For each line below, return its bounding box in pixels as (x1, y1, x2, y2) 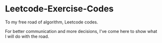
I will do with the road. (5, 33, 49, 39)
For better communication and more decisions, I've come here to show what (5, 28, 158, 34)
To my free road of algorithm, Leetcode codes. (5, 19, 98, 25)
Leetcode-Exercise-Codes (5, 3, 114, 14)
